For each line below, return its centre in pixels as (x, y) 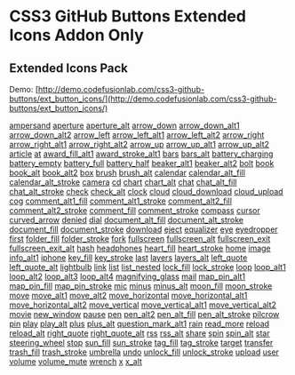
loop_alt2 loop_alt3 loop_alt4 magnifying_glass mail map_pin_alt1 (128, 276)
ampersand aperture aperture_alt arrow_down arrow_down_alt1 (124, 125)
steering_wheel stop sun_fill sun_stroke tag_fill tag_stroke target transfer (141, 343)
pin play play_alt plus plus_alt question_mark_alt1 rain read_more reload (139, 323)
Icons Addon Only (76, 35)
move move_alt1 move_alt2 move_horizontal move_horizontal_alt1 (128, 295)
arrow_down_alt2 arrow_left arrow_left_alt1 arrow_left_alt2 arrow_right (137, 135)
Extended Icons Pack (69, 68)
